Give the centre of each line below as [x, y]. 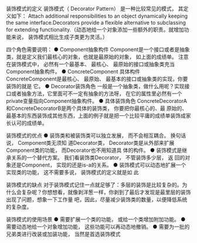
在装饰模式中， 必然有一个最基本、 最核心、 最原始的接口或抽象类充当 [90, 64]
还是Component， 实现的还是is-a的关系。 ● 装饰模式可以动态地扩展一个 [98, 165]
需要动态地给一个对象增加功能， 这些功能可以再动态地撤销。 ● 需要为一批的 [98, 227]
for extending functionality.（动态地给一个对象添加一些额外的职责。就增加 [95, 29]
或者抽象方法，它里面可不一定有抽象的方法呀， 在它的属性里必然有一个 [96, 94]
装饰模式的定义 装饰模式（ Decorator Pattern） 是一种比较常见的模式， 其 [95, 9]
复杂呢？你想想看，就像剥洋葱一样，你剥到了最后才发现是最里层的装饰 [106, 192]
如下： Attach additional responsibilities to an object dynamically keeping [99, 16]
